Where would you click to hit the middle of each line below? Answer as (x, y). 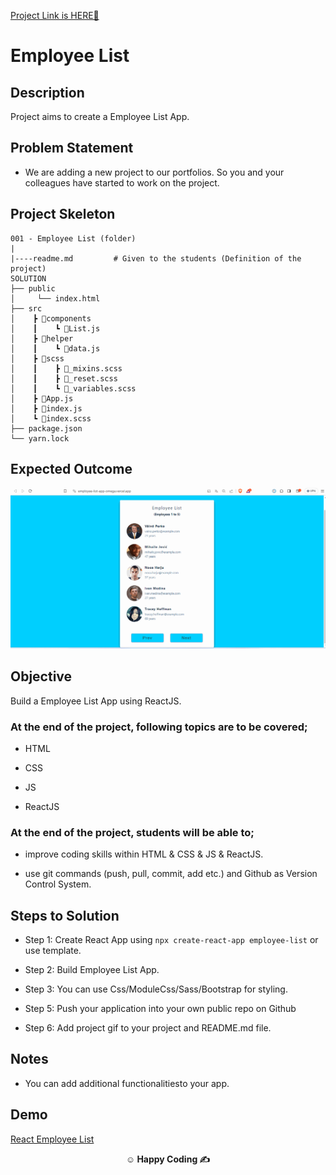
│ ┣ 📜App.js (42, 398)
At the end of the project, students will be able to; (132, 832)
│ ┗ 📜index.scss (51, 418)
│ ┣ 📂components (51, 318)
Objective (41, 676)
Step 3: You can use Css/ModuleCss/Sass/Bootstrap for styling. (156, 989)
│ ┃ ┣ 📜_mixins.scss (66, 368)
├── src (26, 308)
